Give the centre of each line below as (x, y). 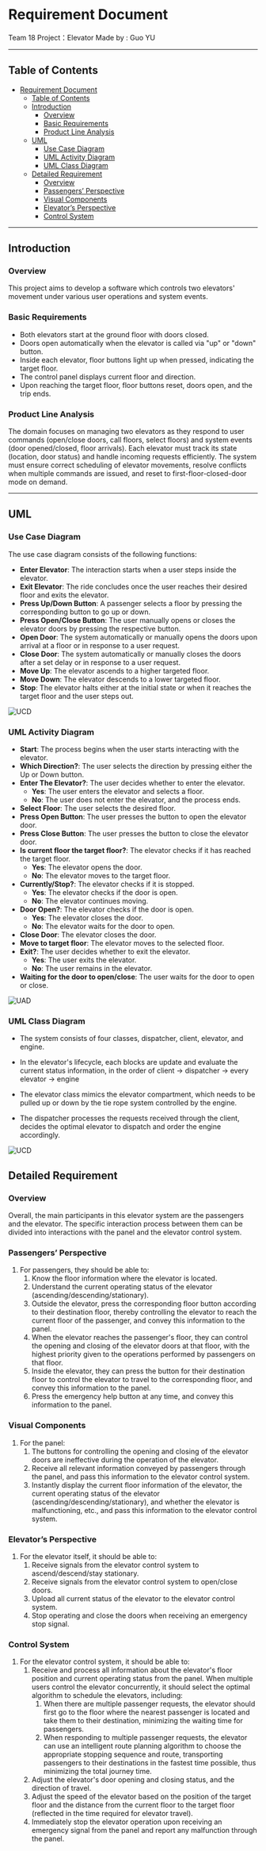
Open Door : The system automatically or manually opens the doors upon (139, 637)
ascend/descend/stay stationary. (85, 1573)
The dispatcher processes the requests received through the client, (129, 1118)
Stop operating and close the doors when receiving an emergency (139, 1615)
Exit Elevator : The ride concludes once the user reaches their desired (133, 586)
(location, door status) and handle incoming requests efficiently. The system (133, 457)
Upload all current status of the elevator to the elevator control (133, 1598)
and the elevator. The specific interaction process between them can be (125, 1224)
